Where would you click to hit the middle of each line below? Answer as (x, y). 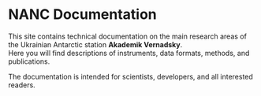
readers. (22, 85)
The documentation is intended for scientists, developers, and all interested (131, 76)
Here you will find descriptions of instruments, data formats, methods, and (129, 53)
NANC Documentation (82, 15)
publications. (29, 61)
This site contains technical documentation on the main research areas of (127, 36)
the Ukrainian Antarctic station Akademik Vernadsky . (95, 44)
